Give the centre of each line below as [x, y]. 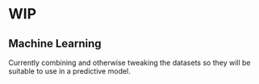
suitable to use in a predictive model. [69, 71]
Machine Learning [55, 44]
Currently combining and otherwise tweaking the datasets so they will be [129, 62]
